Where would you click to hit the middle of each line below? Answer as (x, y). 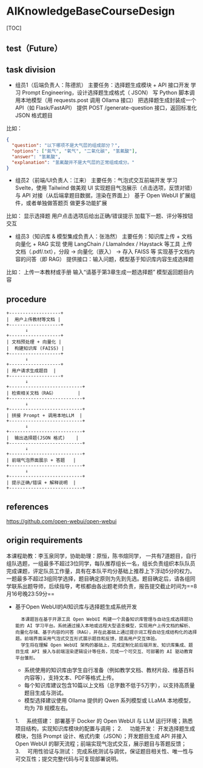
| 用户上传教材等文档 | (33, 320)
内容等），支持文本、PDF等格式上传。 (70, 678)
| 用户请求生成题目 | (31, 371)
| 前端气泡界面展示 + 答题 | (41, 460)
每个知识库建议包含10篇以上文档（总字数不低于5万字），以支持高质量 (109, 685)
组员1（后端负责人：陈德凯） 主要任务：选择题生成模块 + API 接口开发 (102, 85)
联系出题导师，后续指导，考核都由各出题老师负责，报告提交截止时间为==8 (104, 586)
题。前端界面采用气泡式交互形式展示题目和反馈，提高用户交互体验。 (87, 639)
